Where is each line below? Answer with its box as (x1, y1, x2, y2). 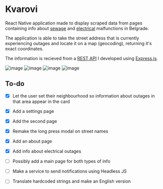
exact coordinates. (5, 45, 43, 51)
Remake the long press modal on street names (12, 128, 108, 134)
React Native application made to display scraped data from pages (5, 20, 142, 26)
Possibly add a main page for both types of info (12, 158, 111, 164)
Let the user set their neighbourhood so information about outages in (12, 92, 155, 98)
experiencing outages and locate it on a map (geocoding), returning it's (5, 40, 152, 46)
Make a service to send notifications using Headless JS (12, 168, 127, 174)
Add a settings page (12, 108, 54, 114)
